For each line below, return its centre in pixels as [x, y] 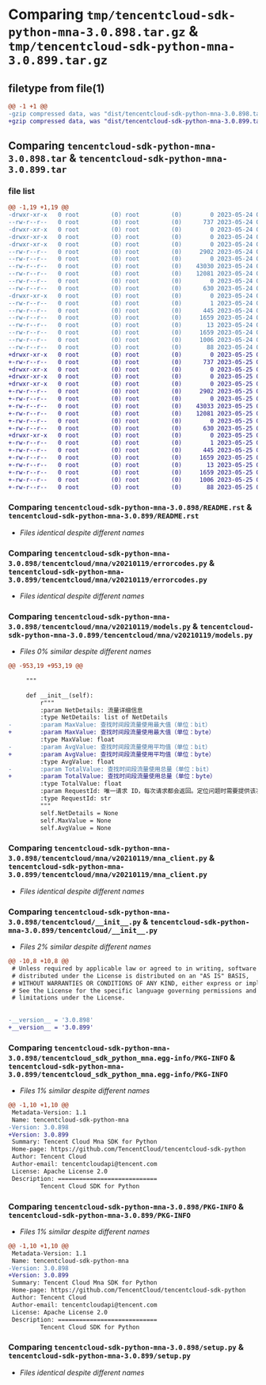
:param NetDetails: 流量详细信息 [91, 710]
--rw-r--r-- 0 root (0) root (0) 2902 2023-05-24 [131, 252]
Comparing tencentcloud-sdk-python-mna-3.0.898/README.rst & [130, 507]
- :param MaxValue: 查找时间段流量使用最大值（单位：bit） [110, 725]
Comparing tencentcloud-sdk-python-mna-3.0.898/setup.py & [126, 1347]
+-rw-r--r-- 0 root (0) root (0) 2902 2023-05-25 [131, 392]
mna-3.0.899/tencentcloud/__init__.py [83, 930]
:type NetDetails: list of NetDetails [104, 718]
